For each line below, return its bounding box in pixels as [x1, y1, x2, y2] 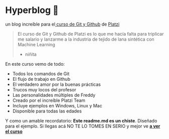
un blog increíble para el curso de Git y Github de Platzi [5, 21, 120, 27]
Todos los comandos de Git [12, 70, 69, 77]
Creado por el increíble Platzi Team [12, 97, 86, 103]
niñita [25, 51, 37, 57]
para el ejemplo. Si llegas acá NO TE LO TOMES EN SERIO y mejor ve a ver [5, 123, 160, 129]
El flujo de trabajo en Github [12, 76, 70, 82]
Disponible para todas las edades [12, 108, 82, 114]
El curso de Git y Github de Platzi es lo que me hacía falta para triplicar [17, 31, 164, 37]
